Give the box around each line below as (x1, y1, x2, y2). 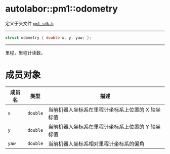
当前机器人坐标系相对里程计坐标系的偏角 (48, 140, 145, 147)
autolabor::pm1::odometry (5, 3, 118, 15)
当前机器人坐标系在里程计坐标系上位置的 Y (48, 123, 149, 130)
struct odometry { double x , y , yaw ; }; (5, 35, 92, 40)
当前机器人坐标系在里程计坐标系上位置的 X (48, 106, 149, 113)
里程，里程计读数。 (5, 49, 46, 56)
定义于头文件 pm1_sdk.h (5, 20, 54, 26)
